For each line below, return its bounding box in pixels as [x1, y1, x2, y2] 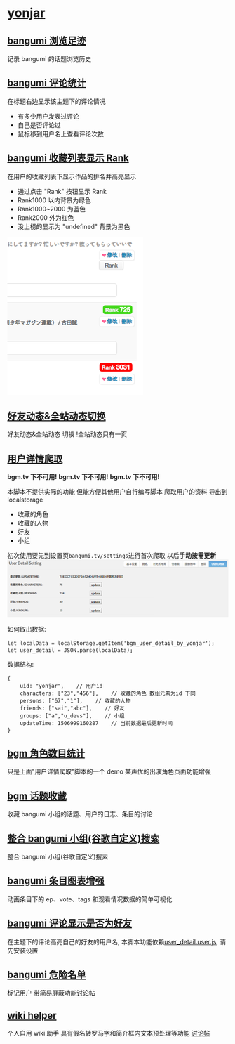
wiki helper [7, 1010, 57, 1022]
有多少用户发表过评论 [17, 112, 79, 120]
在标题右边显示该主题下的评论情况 [7, 97, 106, 105]
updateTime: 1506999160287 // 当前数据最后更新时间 [20, 719, 173, 726]
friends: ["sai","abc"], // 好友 [20, 705, 125, 712]
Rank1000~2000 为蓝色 [17, 204, 86, 213]
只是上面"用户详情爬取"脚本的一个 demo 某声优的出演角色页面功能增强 [7, 767, 212, 776]
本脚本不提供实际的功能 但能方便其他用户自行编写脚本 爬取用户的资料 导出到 [7, 488, 228, 496]
